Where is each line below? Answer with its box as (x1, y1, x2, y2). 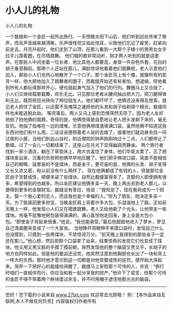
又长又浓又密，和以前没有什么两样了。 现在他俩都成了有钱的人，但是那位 (5, 167, 159, 174)
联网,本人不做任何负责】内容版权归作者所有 (5, 298, 97, 304)
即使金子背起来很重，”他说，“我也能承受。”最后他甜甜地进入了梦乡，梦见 (16, 218, 166, 225)
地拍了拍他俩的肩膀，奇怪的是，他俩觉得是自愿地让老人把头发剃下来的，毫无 (5, 116, 167, 123)
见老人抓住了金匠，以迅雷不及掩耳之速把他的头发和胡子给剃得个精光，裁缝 (5, 103, 162, 110)
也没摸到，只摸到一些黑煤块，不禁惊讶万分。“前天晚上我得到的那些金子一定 (5, 231, 165, 237)
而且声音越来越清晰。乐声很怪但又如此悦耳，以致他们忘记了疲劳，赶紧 (14, 39, 162, 46)
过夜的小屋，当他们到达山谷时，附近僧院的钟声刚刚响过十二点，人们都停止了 (5, 135, 167, 141)
